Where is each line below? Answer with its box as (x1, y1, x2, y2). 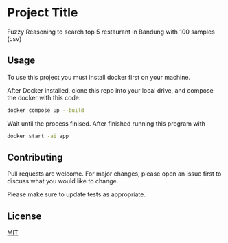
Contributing (7, 151, 63, 163)
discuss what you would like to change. (7, 177, 119, 185)
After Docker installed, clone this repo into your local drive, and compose (7, 86, 214, 94)
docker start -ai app (7, 132, 69, 139)
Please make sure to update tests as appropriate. (7, 190, 146, 198)
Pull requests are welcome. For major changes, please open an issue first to (7, 170, 222, 178)
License (7, 210, 42, 222)
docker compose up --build (7, 106, 84, 114)
